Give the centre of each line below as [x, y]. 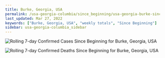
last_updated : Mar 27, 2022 [34, 18]
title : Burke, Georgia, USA [34, 9]
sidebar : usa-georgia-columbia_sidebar [46, 28]
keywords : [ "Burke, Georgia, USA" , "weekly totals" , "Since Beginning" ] [81, 23]
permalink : [16, 14]
